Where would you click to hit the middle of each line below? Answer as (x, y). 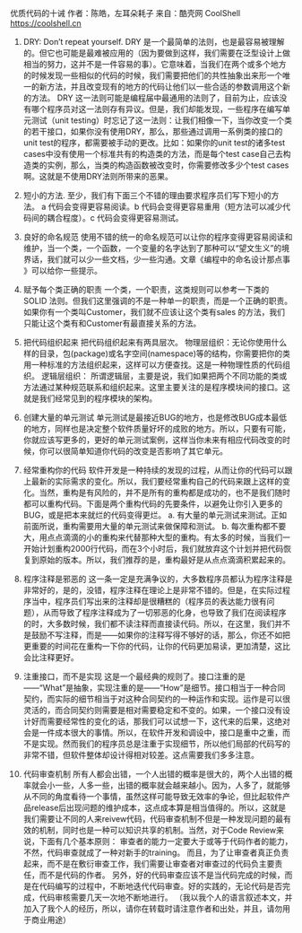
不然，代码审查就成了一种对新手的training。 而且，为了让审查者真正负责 (156, 852)
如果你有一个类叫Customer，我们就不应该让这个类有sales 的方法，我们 (154, 312)
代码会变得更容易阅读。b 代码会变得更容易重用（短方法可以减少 (165, 206)
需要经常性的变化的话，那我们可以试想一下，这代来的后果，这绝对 (168, 721)
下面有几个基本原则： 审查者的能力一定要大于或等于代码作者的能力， (166, 841)
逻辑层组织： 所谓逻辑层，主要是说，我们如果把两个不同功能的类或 (164, 376)
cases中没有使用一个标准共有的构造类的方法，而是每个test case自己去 (153, 154)
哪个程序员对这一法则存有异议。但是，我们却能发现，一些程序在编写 (157, 109)
